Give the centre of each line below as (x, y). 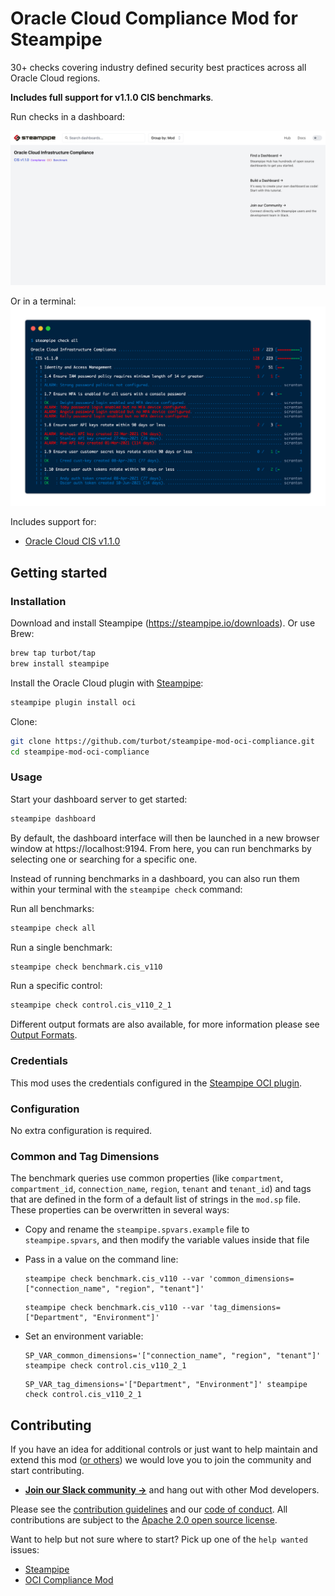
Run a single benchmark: (61, 947)
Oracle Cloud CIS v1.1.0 (72, 541)
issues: (25, 1550)
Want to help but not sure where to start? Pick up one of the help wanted (159, 1539)
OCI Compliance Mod (69, 1580)
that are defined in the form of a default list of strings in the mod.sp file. (155, 1199)
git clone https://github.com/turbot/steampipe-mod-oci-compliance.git (162, 741)
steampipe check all (53, 928)
